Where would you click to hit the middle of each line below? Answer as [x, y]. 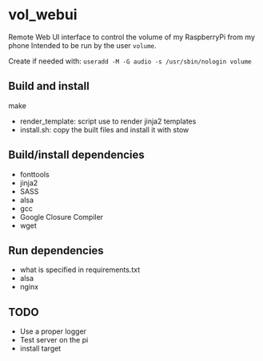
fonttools [34, 174]
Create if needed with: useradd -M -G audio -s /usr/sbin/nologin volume [130, 61]
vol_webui [43, 15]
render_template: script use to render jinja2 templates [108, 121]
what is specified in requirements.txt [80, 270]
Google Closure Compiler [62, 217]
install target [40, 349]
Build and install [49, 86]
